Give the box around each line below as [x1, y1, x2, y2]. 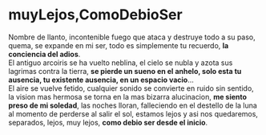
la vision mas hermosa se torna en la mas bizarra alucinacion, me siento [8, 92, 247, 101]
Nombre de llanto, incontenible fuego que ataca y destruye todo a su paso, [8, 32, 256, 42]
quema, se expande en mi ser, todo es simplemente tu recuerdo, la [8, 40, 229, 50]
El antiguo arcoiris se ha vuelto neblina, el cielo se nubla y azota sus [8, 58, 233, 67]
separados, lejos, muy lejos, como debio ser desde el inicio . [8, 117, 208, 127]
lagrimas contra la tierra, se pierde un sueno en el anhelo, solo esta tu [8, 66, 242, 76]
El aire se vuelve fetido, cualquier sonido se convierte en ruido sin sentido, [8, 83, 254, 93]
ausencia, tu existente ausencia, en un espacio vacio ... [8, 75, 195, 84]
